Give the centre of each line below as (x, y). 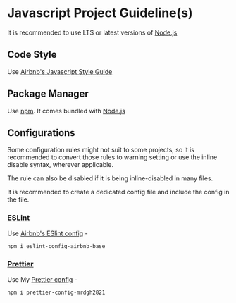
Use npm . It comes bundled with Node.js (66, 111)
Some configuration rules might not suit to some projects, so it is (101, 150)
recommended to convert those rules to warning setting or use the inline (112, 157)
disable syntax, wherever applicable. (61, 165)
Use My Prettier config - (42, 279)
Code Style (32, 55)
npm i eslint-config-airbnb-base (56, 246)
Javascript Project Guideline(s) (100, 13)
